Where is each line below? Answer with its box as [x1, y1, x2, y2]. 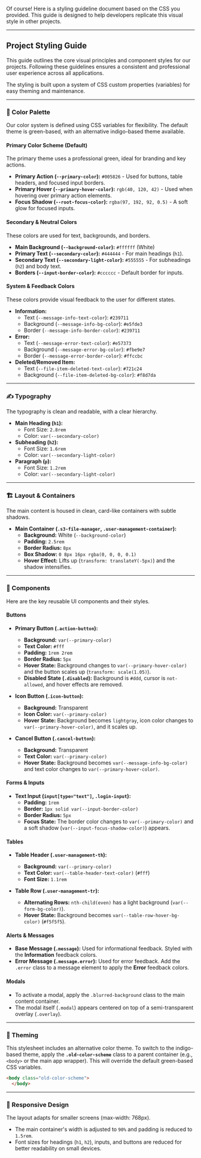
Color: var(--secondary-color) [23, 433, 100, 440]
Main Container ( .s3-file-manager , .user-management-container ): [14, 525, 177, 533]
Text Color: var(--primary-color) [23, 752, 108, 760]
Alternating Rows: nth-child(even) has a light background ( [23, 899, 173, 906]
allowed [23, 682, 43, 688]
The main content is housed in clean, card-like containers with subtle [6, 507, 176, 515]
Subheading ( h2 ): [14, 439, 59, 446]
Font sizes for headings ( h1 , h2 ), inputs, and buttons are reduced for [14, 1138, 182, 1145]
